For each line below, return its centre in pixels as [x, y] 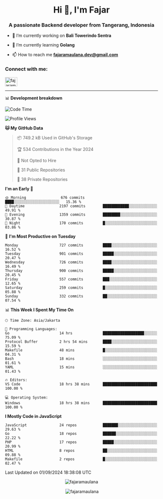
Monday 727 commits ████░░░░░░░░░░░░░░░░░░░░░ [81, 245]
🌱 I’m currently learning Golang [43, 45]
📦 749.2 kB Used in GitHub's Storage [55, 137]
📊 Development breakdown [34, 98]
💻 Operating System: [27, 398]
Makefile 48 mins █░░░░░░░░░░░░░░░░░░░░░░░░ [81, 350]
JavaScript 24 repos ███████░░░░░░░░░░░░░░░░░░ [81, 425]
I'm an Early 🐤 [19, 188]
